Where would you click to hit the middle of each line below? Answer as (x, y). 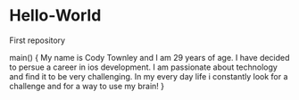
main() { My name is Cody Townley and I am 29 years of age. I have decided (149, 57)
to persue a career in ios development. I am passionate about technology (144, 67)
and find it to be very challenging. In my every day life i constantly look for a (149, 76)
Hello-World (55, 16)
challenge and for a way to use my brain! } (87, 86)
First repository (37, 40)
